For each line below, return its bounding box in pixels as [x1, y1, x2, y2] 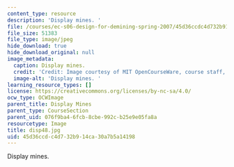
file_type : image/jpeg [7, 36, 73, 43]
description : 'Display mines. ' [7, 17, 101, 24]
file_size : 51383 [7, 29, 58, 37]
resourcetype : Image [7, 120, 68, 127]
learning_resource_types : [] [7, 81, 92, 88]
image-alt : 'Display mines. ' [13, 74, 101, 82]
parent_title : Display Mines [7, 101, 92, 108]
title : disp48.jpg [7, 127, 61, 134]
